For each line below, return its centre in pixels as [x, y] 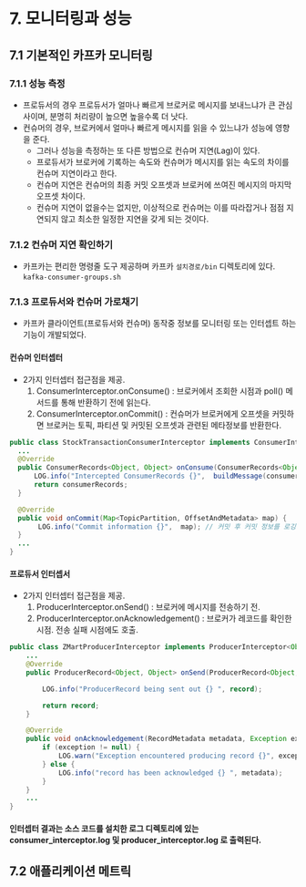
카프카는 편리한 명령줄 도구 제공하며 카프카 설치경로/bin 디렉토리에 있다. [149, 266]
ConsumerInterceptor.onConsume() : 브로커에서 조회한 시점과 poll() [160, 391]
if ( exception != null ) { [92, 748]
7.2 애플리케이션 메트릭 [71, 872]
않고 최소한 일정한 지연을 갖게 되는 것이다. [135, 219]
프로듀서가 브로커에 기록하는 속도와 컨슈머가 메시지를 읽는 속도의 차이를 [163, 161]
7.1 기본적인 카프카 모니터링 [81, 55]
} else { [59, 764]
